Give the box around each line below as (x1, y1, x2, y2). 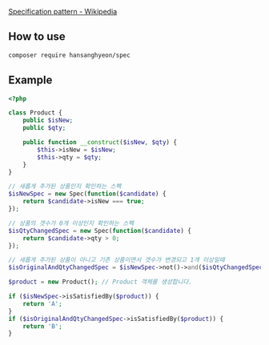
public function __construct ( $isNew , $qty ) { (22, 138, 178, 146)
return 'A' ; (22, 299, 62, 307)
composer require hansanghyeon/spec (8, 51, 130, 59)
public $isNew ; (22, 116, 74, 125)
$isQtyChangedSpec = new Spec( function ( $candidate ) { (8, 227, 192, 235)
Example (8, 74, 53, 87)
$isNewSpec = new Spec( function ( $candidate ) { (8, 190, 167, 199)
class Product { (8, 109, 62, 117)
